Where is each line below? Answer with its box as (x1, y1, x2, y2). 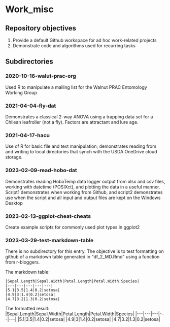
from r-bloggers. (5, 259, 40, 265)
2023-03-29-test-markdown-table (5, 237, 94, 244)
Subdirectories (5, 57, 53, 66)
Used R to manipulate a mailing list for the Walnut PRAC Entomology (5, 84, 147, 90)
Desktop (5, 200, 23, 206)
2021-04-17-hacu (5, 132, 50, 139)
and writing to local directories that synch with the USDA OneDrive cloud (5, 149, 157, 155)
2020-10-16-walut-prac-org (5, 73, 76, 80)
